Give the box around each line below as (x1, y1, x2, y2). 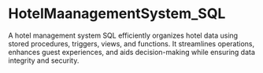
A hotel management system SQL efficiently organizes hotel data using (8, 31, 239, 40)
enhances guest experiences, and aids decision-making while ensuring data (8, 47, 256, 57)
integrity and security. (8, 56, 80, 65)
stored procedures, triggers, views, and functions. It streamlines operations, (8, 38, 254, 48)
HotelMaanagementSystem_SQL (8, 5, 226, 23)
